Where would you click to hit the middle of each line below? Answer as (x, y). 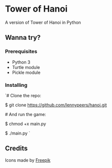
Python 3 (21, 62)
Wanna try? (23, 38)
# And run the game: (25, 114)
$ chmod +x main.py (25, 124)
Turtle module (26, 67)
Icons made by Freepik (28, 160)
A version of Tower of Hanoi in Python (43, 22)
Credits (16, 148)
